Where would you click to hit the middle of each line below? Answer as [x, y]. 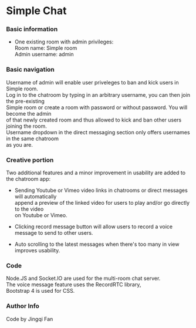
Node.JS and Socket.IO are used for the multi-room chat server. [83, 278]
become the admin [29, 113]
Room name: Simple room [46, 48]
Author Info [23, 306]
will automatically [36, 197]
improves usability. [37, 251]
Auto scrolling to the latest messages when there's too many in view [97, 244]
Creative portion [30, 160]
